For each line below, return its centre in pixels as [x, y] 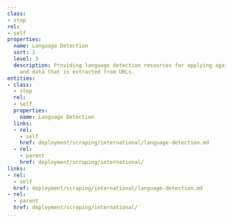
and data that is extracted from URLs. [77, 72]
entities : [21, 78]
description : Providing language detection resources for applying [113, 65]
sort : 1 [25, 53]
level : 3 [26, 59]
